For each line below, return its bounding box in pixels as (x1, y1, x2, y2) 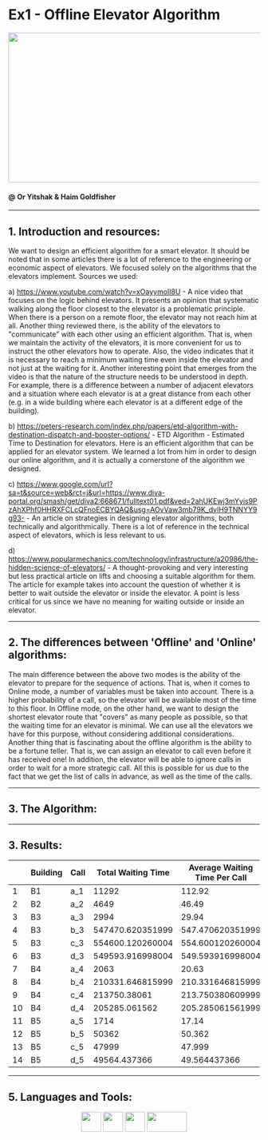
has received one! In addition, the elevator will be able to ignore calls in (8, 754, 242, 764)
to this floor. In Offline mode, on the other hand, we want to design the (8, 704, 239, 713)
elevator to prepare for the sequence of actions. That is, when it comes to (8, 678, 250, 688)
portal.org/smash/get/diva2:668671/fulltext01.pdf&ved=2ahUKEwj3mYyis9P (8, 496, 258, 505)
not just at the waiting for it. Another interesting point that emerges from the (8, 363, 257, 373)
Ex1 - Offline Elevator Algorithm (8, 6, 221, 24)
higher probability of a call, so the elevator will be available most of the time (8, 695, 257, 704)
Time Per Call (195, 872, 247, 883)
